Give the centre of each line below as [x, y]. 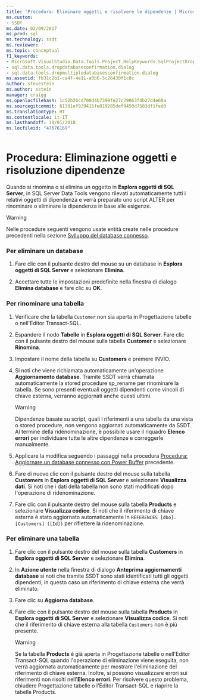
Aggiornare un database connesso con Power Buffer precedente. [95, 462]
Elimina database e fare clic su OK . [58, 288]
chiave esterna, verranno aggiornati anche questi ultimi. [83, 396]
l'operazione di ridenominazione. [55, 492]
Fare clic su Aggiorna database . [54, 600]
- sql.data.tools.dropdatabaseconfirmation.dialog [70, 67]
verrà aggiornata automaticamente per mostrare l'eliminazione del [96, 667]
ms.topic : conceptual [33, 51]
